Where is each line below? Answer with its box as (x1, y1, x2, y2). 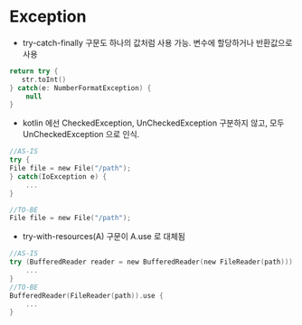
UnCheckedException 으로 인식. (22, 129, 140, 140)
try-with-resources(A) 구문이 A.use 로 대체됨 (22, 231, 185, 242)
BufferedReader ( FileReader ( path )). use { (9, 291, 165, 300)
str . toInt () (21, 75, 67, 84)
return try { (9, 66, 59, 76)
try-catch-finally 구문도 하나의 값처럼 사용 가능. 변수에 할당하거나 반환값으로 (22, 37, 293, 48)
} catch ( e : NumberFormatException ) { (9, 83, 152, 92)
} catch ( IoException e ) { (9, 172, 107, 181)
